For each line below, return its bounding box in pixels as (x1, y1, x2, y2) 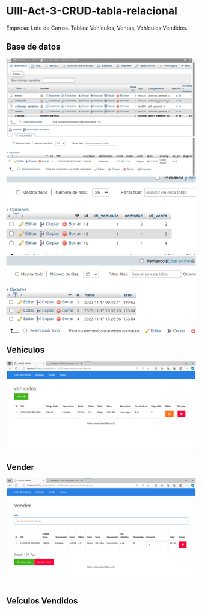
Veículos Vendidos (6, 596, 78, 606)
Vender (6, 462, 35, 472)
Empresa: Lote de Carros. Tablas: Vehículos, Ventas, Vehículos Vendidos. (6, 24, 188, 31)
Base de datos (6, 42, 61, 52)
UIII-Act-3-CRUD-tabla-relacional (6, 4, 177, 18)
